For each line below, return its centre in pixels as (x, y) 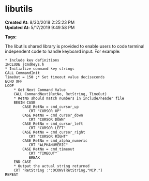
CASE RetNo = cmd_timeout (49, 149)
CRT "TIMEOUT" (43, 153)
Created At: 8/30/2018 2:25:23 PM (40, 22)
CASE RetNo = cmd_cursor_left (53, 124)
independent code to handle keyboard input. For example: (63, 51)
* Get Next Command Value (40, 90)
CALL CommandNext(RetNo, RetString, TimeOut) (60, 94)
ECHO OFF (14, 81)
